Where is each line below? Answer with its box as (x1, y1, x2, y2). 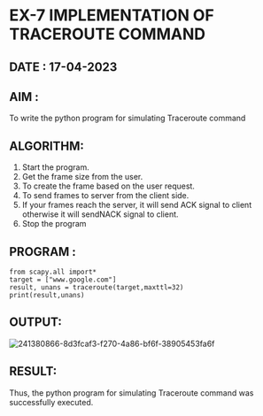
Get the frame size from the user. (21, 172, 143, 182)
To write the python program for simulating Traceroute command (9, 112, 246, 124)
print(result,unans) (9, 291, 86, 300)
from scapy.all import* (9, 267, 97, 277)
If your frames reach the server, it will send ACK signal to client (21, 200, 252, 211)
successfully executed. (9, 397, 94, 407)
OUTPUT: (9, 315, 62, 330)
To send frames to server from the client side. (21, 190, 190, 201)
